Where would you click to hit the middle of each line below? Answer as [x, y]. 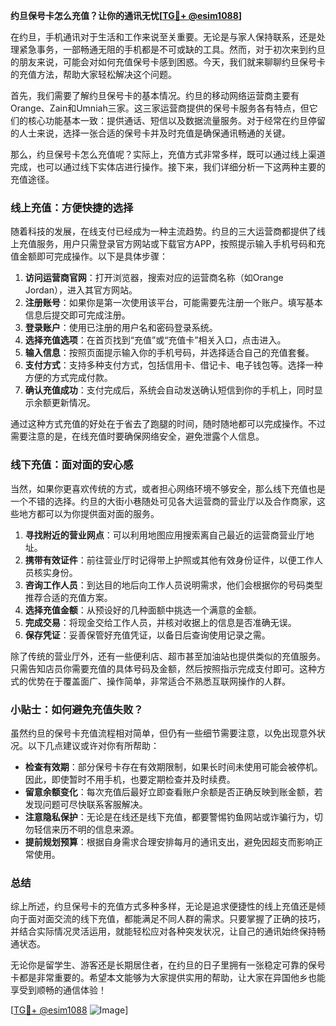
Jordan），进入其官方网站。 [81, 290]
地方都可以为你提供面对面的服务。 [89, 513]
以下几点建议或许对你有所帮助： [93, 745]
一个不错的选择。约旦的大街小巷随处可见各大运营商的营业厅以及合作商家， [163, 501]
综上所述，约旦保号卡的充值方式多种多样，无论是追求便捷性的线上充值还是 [163, 906]
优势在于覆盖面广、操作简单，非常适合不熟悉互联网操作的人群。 [159, 681]
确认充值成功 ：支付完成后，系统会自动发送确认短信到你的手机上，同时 [169, 390]
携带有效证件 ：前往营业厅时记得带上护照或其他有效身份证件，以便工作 [169, 560]
